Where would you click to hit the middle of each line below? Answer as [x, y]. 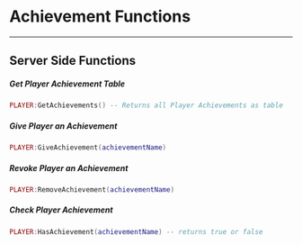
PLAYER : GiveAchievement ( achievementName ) [88, 148]
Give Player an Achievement [63, 126]
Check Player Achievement [62, 210]
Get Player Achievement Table [67, 84]
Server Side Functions [73, 61]
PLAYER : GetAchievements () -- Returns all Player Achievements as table [146, 105]
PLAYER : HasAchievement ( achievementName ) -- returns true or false [136, 231]
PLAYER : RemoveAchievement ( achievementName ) [92, 190]
